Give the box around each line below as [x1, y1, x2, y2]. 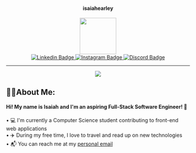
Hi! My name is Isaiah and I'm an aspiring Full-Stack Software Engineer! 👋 [6, 104, 188, 111]
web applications [6, 125, 47, 132]
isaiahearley [82, 5, 114, 12]
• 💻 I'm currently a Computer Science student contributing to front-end [6, 116, 179, 123]
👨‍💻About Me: [6, 87, 55, 97]
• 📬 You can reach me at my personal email [6, 140, 113, 147]
